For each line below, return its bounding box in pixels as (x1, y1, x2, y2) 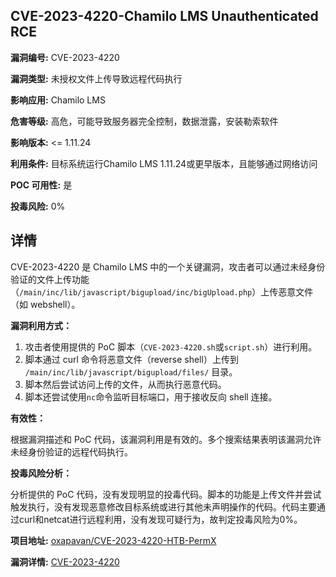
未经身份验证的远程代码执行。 (10, 445, 133, 458)
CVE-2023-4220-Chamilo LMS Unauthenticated (10, 8, 319, 25)
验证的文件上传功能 (10, 273, 90, 285)
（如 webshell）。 (10, 298, 81, 310)
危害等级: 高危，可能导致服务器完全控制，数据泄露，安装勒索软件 (10, 115, 279, 127)
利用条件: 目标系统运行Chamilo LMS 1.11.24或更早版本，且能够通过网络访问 (10, 157, 318, 169)
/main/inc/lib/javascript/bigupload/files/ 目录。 (24, 365, 238, 378)
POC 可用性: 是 (10, 179, 73, 191)
